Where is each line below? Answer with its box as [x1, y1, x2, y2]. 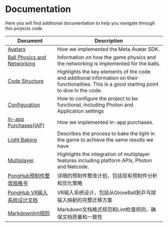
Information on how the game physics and [57, 53, 156, 60]
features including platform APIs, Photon [57, 156, 152, 163]
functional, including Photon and [57, 101, 133, 108]
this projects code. [5, 25, 44, 31]
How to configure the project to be [57, 95, 138, 102]
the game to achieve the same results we [57, 136, 153, 143]
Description [94, 37, 123, 44]
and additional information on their [57, 74, 138, 81]
